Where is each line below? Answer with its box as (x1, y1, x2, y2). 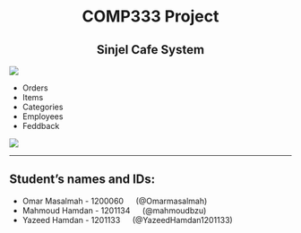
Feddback (21, 121, 60, 131)
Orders (21, 82, 48, 93)
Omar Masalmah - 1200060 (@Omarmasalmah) (21, 195, 208, 206)
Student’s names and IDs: (9, 172, 156, 187)
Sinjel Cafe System (97, 42, 204, 57)
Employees (21, 111, 64, 122)
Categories (21, 101, 64, 112)
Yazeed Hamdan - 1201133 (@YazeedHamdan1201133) (21, 214, 233, 225)
